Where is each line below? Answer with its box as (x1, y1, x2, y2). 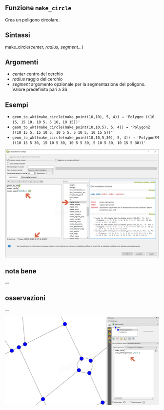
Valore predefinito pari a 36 (12, 86, 67, 92)
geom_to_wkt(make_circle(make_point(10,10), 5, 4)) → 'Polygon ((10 (12, 115, 155, 120)
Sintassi (5, 31, 30, 40)
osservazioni (5, 294, 45, 302)
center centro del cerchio (12, 71, 63, 77)
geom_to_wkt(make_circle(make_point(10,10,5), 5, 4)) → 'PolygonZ (12, 125, 150, 130)
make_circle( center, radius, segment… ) (5, 44, 84, 50)
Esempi (5, 101, 28, 109)
